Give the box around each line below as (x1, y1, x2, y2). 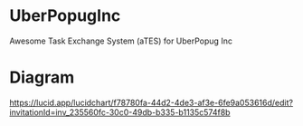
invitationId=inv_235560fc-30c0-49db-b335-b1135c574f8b (9, 106, 231, 118)
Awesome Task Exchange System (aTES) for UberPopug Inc (9, 35, 233, 46)
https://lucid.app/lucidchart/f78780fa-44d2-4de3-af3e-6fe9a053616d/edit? (9, 97, 294, 108)
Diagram (9, 67, 75, 88)
